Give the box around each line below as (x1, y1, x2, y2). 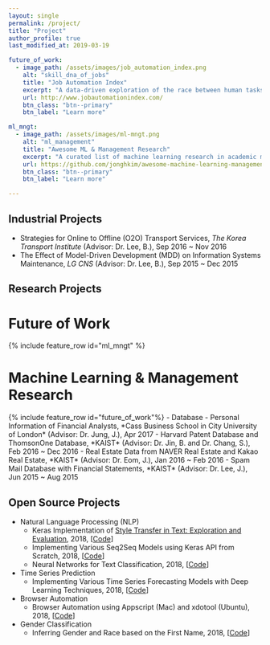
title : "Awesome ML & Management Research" (22, 145, 171, 153)
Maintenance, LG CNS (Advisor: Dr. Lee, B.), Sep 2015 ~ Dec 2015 (19, 259, 239, 268)
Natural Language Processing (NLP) (19, 517, 140, 527)
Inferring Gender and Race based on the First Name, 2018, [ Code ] (31, 628, 251, 638)
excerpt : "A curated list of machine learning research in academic (22, 153, 257, 161)
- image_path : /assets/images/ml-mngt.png (15, 130, 160, 139)
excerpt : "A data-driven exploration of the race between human (22, 86, 243, 94)
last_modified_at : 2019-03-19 (8, 42, 110, 50)
